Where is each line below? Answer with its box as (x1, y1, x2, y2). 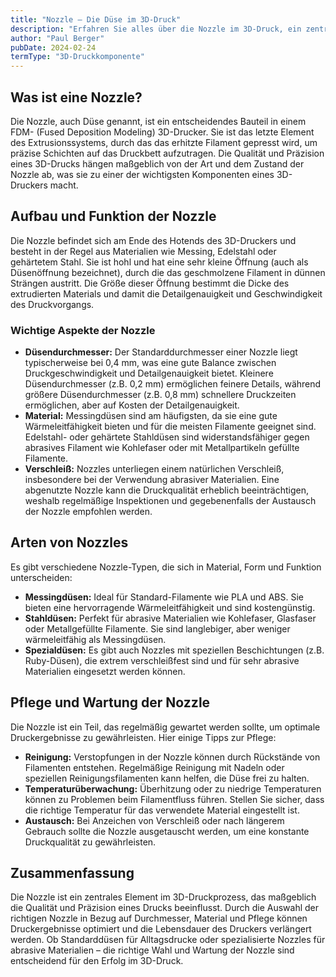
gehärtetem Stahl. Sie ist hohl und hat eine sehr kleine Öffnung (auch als (10, 256, 309, 268)
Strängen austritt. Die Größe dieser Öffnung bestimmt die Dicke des (10, 277, 290, 289)
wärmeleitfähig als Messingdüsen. (24, 633, 167, 645)
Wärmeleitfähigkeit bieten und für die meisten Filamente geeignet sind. (24, 421, 317, 433)
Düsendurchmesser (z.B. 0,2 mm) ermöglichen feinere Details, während (24, 378, 322, 390)
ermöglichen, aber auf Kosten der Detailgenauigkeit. (24, 399, 240, 411)
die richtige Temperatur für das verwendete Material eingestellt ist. (24, 804, 300, 816)
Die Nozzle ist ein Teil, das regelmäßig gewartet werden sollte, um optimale (10, 721, 321, 733)
